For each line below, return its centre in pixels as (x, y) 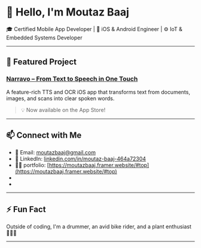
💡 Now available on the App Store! (63, 110)
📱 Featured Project (41, 62)
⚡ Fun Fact (26, 209)
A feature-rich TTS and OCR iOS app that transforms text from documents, (98, 92)
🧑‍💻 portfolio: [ (32, 165)
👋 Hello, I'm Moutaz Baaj (68, 12)
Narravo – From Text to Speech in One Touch (72, 79)
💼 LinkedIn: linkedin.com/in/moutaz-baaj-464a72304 (80, 159)
